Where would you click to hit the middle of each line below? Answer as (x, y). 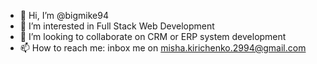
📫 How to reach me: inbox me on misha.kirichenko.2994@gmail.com (163, 48)
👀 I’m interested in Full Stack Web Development (117, 26)
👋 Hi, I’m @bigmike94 (64, 15)
